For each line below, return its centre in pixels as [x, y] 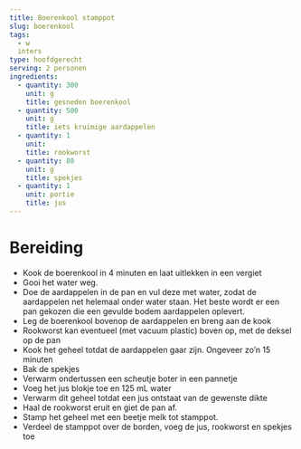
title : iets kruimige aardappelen [90, 128]
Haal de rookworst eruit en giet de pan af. [100, 407]
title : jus [46, 203]
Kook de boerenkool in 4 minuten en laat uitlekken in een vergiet [142, 272]
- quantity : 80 [46, 161]
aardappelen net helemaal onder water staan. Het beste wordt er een [151, 301]
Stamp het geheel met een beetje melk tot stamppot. [120, 416]
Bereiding [47, 248]
